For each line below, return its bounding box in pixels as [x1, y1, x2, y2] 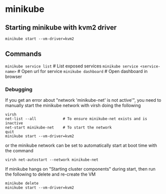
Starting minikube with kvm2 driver [5, 23, 117, 32]
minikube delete [5, 181, 39, 186]
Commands [5, 50, 42, 58]
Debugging [5, 86, 33, 93]
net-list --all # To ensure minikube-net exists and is [5, 117, 148, 122]
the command [5, 148, 34, 154]
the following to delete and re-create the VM [5, 171, 96, 177]
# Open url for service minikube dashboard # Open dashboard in [17, 68, 148, 74]
